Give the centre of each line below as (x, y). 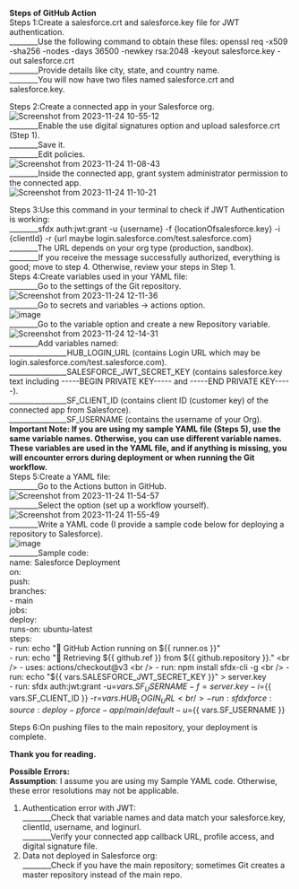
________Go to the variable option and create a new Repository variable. (140, 324)
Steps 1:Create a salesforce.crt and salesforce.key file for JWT (124, 22)
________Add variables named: (64, 343)
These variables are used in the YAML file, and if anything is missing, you (148, 448)
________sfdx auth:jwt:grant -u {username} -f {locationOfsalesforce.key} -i (145, 229)
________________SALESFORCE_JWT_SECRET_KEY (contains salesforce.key (146, 372)
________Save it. (37, 144)
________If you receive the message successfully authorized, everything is (145, 257)
